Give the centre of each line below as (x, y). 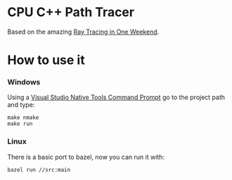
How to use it (46, 60)
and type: (21, 105)
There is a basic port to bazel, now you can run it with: (86, 157)
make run (20, 124)
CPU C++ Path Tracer (71, 12)
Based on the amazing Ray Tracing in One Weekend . (83, 32)
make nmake (23, 118)
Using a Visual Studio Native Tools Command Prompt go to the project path (116, 97)
